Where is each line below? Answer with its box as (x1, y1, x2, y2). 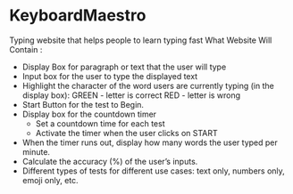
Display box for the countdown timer (21, 109, 157, 119)
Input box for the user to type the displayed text (21, 70, 198, 81)
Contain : (9, 44, 43, 54)
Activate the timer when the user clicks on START (35, 127, 218, 138)
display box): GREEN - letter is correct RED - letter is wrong (21, 90, 241, 101)
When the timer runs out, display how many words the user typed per (21, 137, 279, 148)
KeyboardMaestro (9, 5, 146, 26)
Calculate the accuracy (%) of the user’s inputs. (21, 156, 198, 166)
